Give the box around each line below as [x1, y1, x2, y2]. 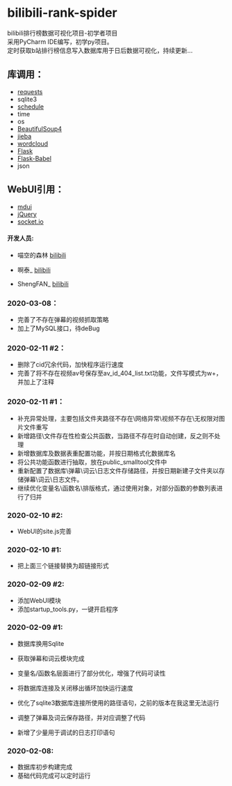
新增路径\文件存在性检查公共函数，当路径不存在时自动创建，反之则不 [17, 431, 215, 440]
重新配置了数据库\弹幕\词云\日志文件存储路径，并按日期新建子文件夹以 [17, 466, 219, 475]
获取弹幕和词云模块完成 [17, 654, 85, 663]
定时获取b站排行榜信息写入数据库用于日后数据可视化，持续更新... [7, 46, 193, 54]
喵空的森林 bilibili [17, 251, 67, 259]
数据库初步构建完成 [17, 763, 73, 771]
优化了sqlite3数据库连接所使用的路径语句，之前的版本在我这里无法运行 [17, 698, 219, 707]
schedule [17, 102, 44, 111]
